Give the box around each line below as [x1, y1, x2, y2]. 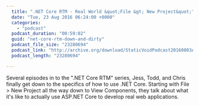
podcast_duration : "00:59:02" [11, 31, 86, 37]
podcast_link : [11, 47, 46, 53]
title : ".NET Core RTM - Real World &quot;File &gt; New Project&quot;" [11, 8, 195, 15]
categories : [11, 20, 41, 25]
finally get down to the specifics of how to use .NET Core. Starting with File [6, 81, 190, 88]
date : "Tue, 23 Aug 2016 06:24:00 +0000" [11, 14, 115, 20]
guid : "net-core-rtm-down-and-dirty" [11, 36, 105, 42]
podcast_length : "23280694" [11, 53, 81, 59]
